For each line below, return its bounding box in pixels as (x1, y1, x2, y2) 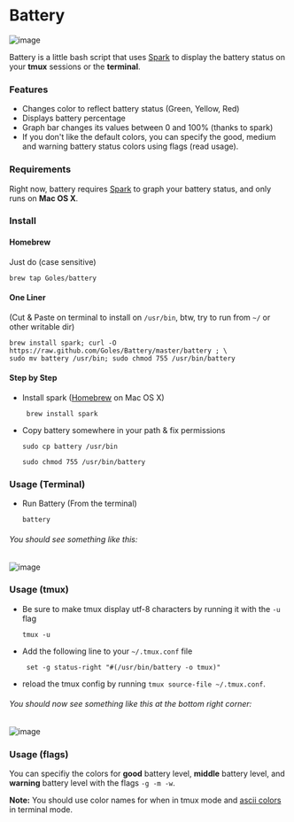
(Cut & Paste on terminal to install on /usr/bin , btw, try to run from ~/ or (9, 312, 271, 322)
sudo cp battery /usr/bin (21, 442, 118, 452)
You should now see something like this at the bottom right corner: (9, 699, 252, 710)
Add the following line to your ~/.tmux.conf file (21, 646, 193, 656)
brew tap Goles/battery (9, 274, 97, 283)
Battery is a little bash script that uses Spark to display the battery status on (9, 51, 286, 62)
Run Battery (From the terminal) (21, 498, 137, 509)
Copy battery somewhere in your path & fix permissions (21, 425, 226, 436)
